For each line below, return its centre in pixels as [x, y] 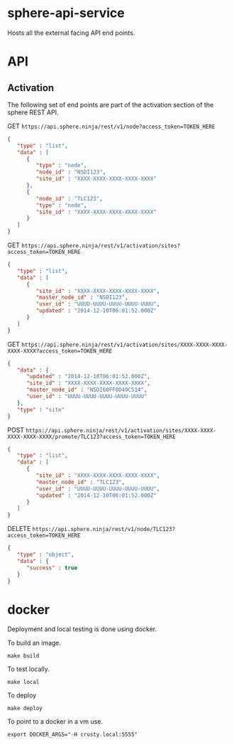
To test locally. [28, 669]
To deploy [22, 695]
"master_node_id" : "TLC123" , [80, 482]
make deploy [25, 709]
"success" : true [52, 568]
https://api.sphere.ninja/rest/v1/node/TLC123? [104, 530]
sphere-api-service [66, 13]
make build [23, 656]
